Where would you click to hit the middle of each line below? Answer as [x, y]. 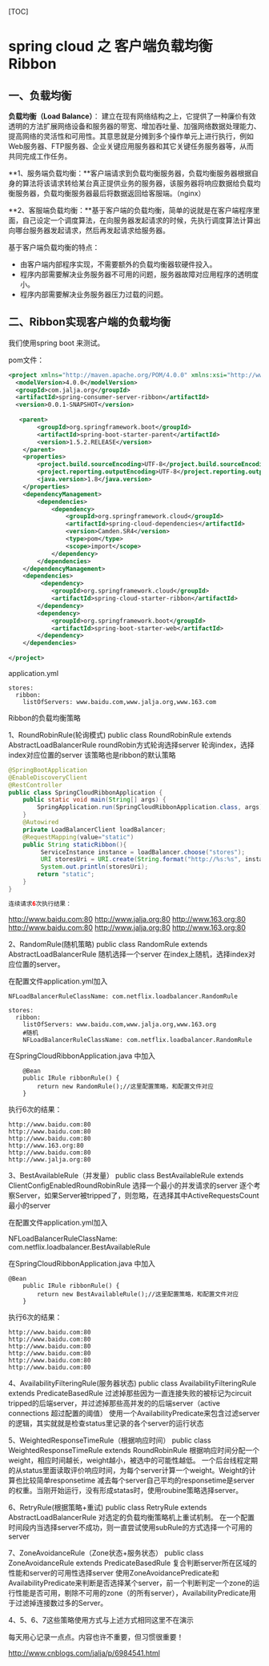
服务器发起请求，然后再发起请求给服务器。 [99, 230]
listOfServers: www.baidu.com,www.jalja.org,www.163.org [120, 1024]
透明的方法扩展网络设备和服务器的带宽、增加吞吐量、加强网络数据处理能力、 [134, 126]
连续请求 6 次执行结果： [40, 903]
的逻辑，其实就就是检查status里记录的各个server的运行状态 [106, 1423]
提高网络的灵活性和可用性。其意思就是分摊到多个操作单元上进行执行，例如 [131, 136]
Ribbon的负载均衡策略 [45, 718]
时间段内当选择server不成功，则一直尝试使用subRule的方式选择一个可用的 [130, 1527]
